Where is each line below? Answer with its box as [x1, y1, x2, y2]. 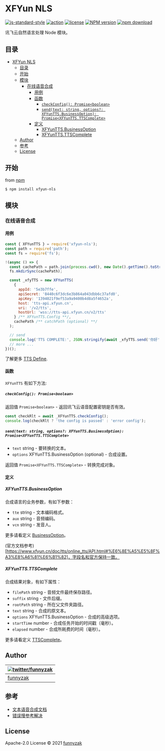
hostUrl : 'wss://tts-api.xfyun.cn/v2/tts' [18, 310, 107, 315]
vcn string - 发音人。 [12, 522, 54, 527]
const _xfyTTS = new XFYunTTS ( [9, 278, 74, 283]
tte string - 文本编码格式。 [12, 509, 67, 515]
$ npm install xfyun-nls [5, 187, 56, 191]
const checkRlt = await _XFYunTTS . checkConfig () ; [5, 413, 109, 418]
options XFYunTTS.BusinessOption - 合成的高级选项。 [12, 614, 122, 620]
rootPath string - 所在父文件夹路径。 [12, 601, 86, 607]
